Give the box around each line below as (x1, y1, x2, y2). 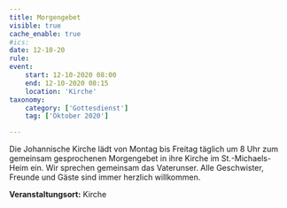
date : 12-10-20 (9, 46, 66, 55)
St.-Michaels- (221, 153, 272, 164)
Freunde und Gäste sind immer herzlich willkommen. (9, 172, 201, 182)
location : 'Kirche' (25, 87, 97, 96)
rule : (9, 54, 29, 63)
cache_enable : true (9, 29, 81, 38)
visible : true (9, 21, 62, 30)
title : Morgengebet (9, 12, 81, 22)
